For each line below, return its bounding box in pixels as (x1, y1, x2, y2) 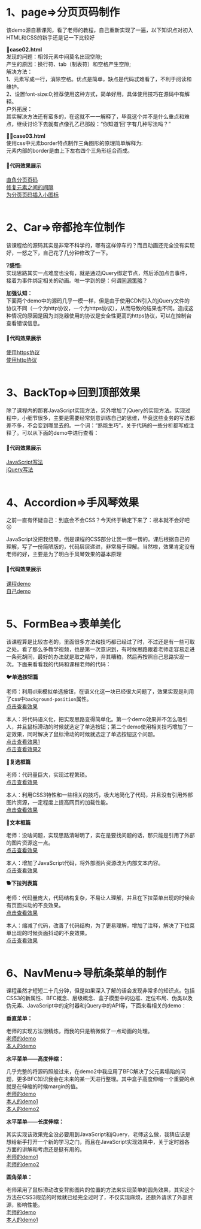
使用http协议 (6, 356, 38, 364)
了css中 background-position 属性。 (6, 695, 92, 703)
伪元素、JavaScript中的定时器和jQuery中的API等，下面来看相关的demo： (6, 1002, 187, 1009)
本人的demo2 (6, 1106, 39, 1113)
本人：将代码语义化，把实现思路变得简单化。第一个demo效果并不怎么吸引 (6, 715, 188, 722)
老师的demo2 (6, 1161, 39, 1168)
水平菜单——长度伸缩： (6, 1118, 64, 1125)
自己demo (6, 588, 31, 595)
